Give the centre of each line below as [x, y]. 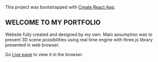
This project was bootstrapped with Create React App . [60, 7]
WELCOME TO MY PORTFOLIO [53, 22]
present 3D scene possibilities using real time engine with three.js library [79, 39]
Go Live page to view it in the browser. [44, 54]
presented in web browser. [32, 45]
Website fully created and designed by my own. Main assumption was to [79, 34]
